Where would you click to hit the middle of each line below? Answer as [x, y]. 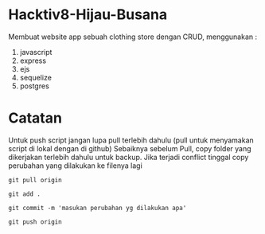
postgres [34, 86]
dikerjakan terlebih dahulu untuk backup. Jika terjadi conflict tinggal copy [129, 157]
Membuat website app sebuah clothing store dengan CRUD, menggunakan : [133, 37]
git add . [25, 194]
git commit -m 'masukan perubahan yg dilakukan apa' [97, 208]
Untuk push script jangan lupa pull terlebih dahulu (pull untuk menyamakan [131, 140]
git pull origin [35, 180]
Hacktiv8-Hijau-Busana [88, 15]
